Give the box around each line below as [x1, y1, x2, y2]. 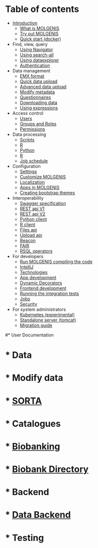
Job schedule [19, 158, 48, 164]
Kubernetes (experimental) [19, 311, 75, 317]
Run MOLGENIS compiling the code [19, 259, 93, 265]
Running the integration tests [19, 290, 79, 296]
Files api [19, 227, 37, 233]
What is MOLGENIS [19, 25, 60, 31]
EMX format [19, 73, 45, 79]
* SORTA [5, 395, 42, 406]
